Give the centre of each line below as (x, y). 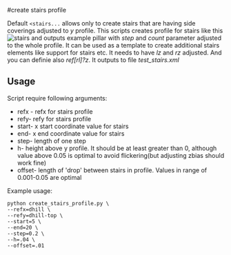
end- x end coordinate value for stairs (71, 133)
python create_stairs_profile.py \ (58, 203)
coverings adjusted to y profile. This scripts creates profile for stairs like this (115, 31)
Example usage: (30, 191)
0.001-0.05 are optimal (49, 177)
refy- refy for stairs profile (54, 119)
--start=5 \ (24, 221)
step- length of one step (51, 141)
